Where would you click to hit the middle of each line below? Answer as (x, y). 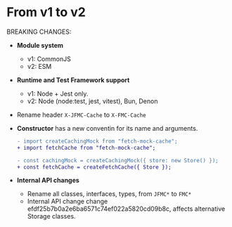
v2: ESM (39, 66)
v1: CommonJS (49, 59)
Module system (40, 45)
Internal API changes (48, 181)
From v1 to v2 (46, 12)
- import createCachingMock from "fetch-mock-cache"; (97, 141)
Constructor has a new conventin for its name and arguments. (107, 128)
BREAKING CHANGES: (39, 32)
